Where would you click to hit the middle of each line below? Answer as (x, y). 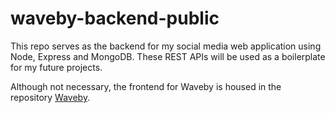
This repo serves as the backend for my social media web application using (166, 46)
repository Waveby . (50, 97)
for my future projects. (56, 67)
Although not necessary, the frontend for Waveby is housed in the (146, 86)
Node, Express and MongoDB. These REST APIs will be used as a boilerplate (168, 56)
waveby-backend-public (115, 18)
